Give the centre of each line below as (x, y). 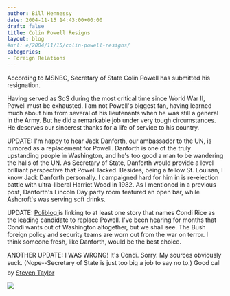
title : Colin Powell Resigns (49, 33)
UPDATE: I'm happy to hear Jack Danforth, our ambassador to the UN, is (110, 141)
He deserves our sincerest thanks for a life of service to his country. (103, 127)
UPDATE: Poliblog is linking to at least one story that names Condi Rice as (111, 212)
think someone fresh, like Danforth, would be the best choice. (94, 242)
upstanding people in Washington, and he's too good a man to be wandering (115, 155)
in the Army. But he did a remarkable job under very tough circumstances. (112, 120)
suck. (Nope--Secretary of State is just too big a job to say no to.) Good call (114, 262)
